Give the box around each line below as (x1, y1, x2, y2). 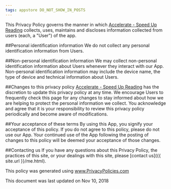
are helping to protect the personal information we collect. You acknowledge (5, 100, 166, 106)
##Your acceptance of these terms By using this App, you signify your (5, 121, 153, 127)
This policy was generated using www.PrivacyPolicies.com (5, 168, 129, 174)
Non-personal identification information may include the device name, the (5, 68, 161, 75)
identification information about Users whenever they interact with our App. (5, 63, 164, 69)
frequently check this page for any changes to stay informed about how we (5, 94, 164, 101)
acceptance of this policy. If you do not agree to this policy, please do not (5, 126, 160, 132)
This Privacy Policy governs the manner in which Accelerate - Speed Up (5, 21, 157, 28)
